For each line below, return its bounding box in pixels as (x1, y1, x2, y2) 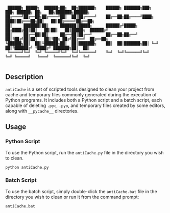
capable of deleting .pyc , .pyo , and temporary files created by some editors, (5, 102, 166, 109)
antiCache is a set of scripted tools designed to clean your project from (5, 86, 155, 92)
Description (5, 72, 43, 82)
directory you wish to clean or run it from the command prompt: (5, 194, 139, 200)
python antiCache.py (5, 165, 50, 170)
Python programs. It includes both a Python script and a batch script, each (5, 97, 162, 103)
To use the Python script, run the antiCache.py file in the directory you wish (5, 149, 164, 155)
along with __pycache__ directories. (5, 108, 79, 114)
